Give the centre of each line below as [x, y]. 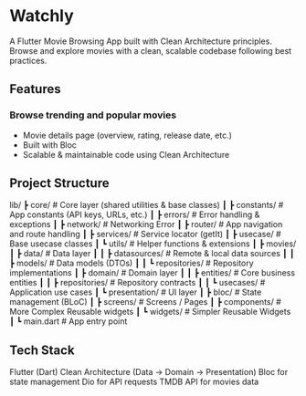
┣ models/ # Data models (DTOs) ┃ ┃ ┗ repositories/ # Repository [132, 263]
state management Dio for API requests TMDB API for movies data [134, 382]
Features [35, 89]
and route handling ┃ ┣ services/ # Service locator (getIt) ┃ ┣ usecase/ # [145, 234]
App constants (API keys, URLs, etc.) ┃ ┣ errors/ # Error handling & [135, 214]
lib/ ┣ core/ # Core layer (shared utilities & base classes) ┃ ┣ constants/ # [147, 205]
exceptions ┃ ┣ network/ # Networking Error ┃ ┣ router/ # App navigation [146, 224]
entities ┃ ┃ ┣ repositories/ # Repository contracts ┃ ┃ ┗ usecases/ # [137, 283]
